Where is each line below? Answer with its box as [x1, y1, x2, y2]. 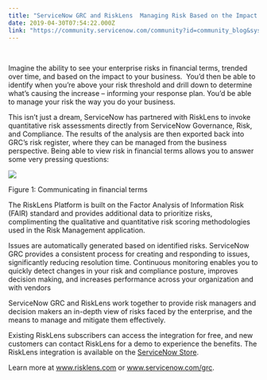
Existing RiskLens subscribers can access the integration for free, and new [8, 331, 253, 340]
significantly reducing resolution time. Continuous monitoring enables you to [8, 258, 258, 267]
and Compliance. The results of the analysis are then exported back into [8, 129, 245, 139]
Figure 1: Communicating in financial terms [8, 185, 149, 194]
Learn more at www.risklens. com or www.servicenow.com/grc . [8, 363, 215, 373]
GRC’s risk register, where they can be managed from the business [8, 138, 227, 148]
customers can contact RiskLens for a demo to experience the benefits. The [8, 339, 257, 349]
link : [8, 26, 26, 34]
